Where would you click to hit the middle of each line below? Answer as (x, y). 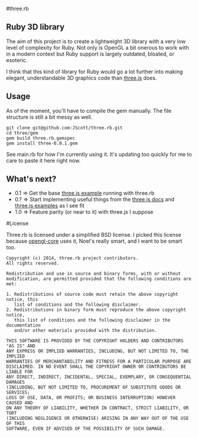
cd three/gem (22, 133)
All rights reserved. (33, 263)
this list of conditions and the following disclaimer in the (92, 320)
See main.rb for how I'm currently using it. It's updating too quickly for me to (99, 154)
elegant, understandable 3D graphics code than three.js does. (82, 78)
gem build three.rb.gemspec (41, 138)
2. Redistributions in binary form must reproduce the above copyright (96, 310)
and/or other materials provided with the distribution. (86, 331)
